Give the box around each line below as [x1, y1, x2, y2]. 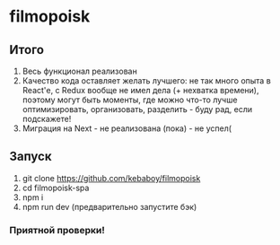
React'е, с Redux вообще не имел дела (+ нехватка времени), [22, 85, 259, 95]
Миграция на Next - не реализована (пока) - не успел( [22, 123, 232, 134]
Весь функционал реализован [22, 66, 137, 76]
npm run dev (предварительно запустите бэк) [22, 201, 197, 212]
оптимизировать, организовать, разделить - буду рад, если [22, 104, 253, 114]
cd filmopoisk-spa [22, 182, 90, 193]
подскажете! [22, 114, 72, 124]
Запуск [9, 149, 52, 164]
